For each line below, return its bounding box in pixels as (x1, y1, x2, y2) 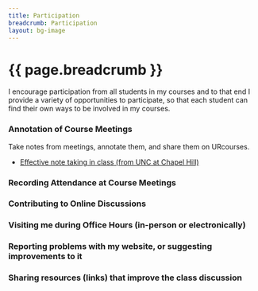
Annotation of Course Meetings (8, 124, 133, 135)
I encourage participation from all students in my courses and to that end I (8, 87, 251, 96)
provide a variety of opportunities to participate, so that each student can (8, 95, 248, 105)
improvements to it (8, 251, 83, 262)
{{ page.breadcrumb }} (8, 60, 164, 79)
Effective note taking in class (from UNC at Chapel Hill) (19, 157, 200, 167)
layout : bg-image (8, 26, 66, 34)
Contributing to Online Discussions (8, 198, 147, 209)
